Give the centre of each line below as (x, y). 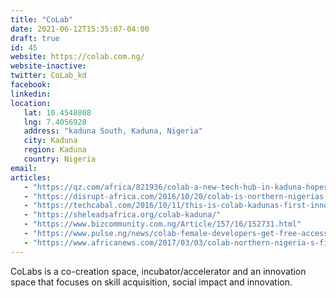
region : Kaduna (55, 150)
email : (24, 168)
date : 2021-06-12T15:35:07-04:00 (80, 29)
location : (31, 103)
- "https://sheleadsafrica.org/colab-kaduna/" (122, 215)
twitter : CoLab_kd (48, 76)
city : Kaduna (50, 141)
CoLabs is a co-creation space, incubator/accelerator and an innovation (158, 271)
